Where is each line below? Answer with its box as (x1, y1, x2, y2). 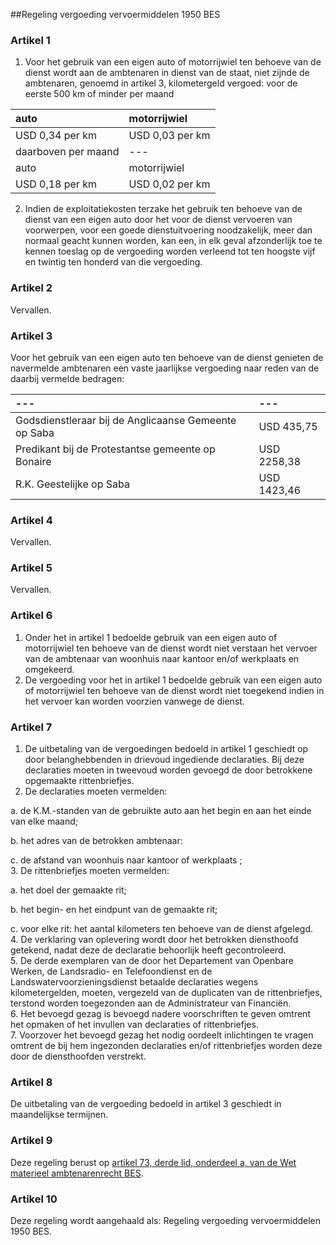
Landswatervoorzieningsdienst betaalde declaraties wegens (10, 976, 259, 988)
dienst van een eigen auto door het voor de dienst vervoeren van (24, 214, 293, 226)
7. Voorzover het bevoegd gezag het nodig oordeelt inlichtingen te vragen (10, 1029, 314, 1041)
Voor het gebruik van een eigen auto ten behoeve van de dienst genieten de (10, 351, 324, 363)
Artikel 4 (10, 513, 53, 527)
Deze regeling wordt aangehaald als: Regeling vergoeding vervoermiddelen (10, 1214, 322, 1226)
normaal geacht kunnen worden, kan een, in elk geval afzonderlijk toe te (24, 235, 323, 247)
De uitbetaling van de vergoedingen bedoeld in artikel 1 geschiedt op (24, 743, 309, 755)
